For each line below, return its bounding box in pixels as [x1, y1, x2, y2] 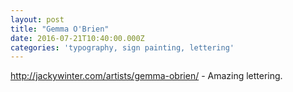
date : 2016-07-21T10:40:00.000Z [10, 33, 145, 43]
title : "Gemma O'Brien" [10, 24, 110, 34]
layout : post [10, 14, 65, 25]
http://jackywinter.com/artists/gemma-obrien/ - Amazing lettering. [10, 70, 283, 82]
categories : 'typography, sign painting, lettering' [10, 42, 235, 53]
